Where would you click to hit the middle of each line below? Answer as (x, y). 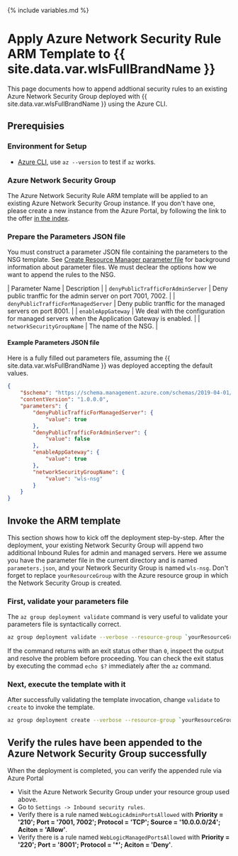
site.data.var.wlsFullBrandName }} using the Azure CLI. (87, 104)
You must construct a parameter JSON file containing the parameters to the (118, 252)
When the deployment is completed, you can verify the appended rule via (114, 771)
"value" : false (68, 439)
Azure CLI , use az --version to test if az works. (86, 162)
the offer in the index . (39, 218)
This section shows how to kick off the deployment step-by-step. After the (116, 537)
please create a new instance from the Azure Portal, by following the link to (117, 210)
